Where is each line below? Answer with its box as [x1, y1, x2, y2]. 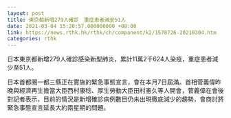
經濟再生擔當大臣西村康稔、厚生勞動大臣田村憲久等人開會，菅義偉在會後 [19, 87, 224, 95]
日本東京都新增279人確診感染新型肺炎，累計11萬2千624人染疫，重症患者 [7, 55, 212, 63]
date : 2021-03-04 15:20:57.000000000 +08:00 [7, 23, 137, 29]
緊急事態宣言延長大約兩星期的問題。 [7, 104, 110, 112]
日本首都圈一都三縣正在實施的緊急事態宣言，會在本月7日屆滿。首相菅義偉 [7, 78, 215, 86]
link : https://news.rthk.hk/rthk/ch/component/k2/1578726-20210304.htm [7, 29, 217, 36]
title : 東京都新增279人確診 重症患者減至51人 [7, 16, 126, 23]
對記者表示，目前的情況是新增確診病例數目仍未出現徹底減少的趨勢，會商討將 [7, 95, 224, 103]
